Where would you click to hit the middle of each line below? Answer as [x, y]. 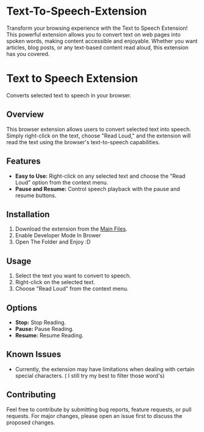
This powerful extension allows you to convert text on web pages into [93, 34]
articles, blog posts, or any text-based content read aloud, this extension [97, 47]
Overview [25, 115]
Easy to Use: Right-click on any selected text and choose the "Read [100, 176]
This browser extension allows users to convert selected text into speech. [99, 129]
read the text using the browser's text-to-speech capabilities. [83, 142]
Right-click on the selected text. [55, 282]
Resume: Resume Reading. [49, 335]
